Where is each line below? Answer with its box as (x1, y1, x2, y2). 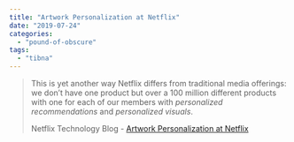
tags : (9, 46, 29, 55)
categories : (9, 29, 53, 38)
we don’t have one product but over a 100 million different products (30, 87, 277, 98)
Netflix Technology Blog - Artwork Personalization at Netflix (30, 123, 250, 133)
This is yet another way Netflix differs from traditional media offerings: (30, 78, 287, 88)
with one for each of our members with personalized (30, 97, 223, 107)
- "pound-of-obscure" (17, 37, 97, 47)
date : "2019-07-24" (9, 21, 81, 30)
